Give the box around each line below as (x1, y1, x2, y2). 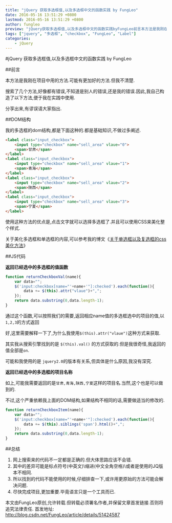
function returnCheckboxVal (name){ (5, 274, 81, 279)
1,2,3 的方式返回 (5, 319, 39, 325)
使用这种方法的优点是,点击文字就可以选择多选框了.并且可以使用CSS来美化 (5, 219, 161, 225)
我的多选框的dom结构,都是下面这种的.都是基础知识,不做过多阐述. (5, 127, 141, 133)
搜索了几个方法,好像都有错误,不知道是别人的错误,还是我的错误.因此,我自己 (5, 88, 160, 94)
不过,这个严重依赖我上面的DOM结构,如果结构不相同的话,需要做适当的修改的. (5, 397, 165, 403)
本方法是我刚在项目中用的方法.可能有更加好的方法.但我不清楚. (5, 77, 135, 83)
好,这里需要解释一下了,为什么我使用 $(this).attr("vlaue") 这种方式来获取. (5, 330, 161, 336)
